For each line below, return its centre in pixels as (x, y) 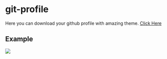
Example (19, 39)
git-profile (27, 9)
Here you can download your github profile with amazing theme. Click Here (83, 23)
